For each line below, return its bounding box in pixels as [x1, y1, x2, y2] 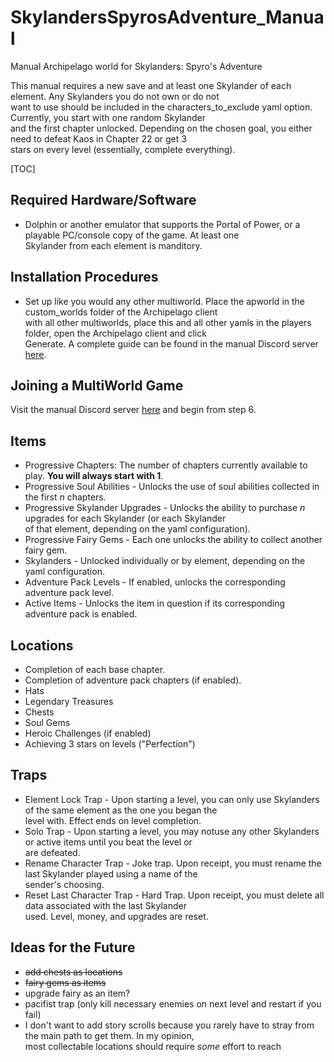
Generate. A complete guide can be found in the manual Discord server [24, 337, 319, 350]
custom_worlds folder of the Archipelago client [24, 306, 218, 318]
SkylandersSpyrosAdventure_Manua [10, 6, 325, 29]
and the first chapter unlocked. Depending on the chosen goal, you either [10, 122, 313, 134]
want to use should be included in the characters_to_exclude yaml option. [10, 101, 313, 113]
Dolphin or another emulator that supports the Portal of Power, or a [24, 218, 301, 230]
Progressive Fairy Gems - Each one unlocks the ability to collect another [24, 534, 323, 546]
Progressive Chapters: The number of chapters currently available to [24, 459, 308, 471]
